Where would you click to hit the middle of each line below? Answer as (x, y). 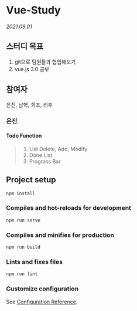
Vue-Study (33, 10)
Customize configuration (42, 289)
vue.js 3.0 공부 (32, 69)
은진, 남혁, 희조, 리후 (29, 105)
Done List (41, 155)
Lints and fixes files (35, 262)
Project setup (31, 180)
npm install (20, 193)
